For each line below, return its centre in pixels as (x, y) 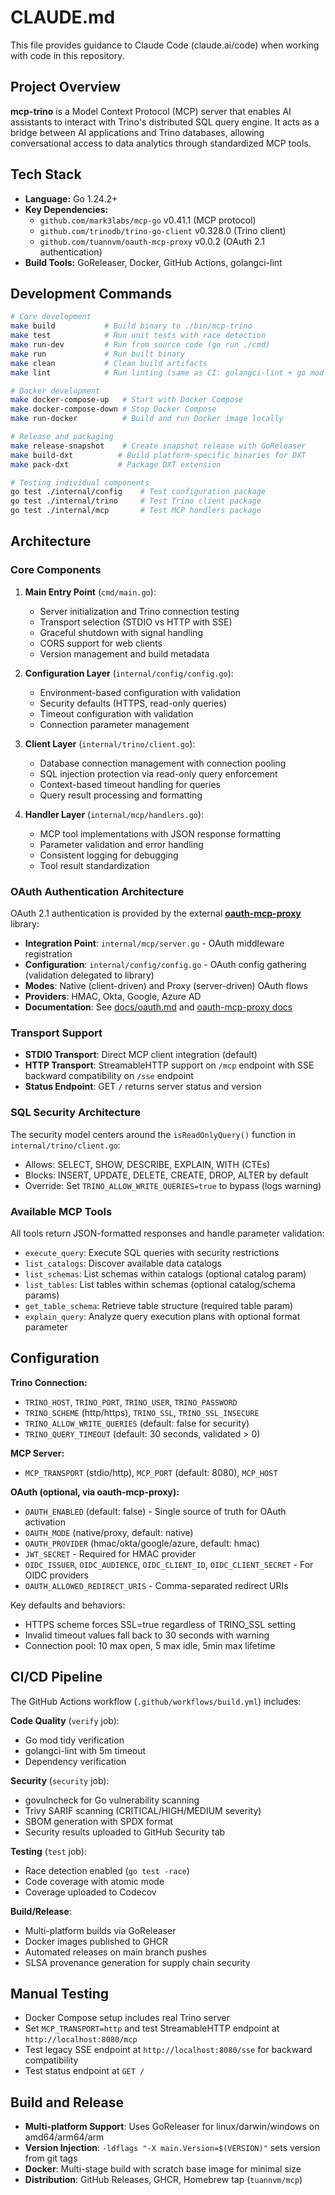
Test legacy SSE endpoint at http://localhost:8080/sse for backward (168, 2050)
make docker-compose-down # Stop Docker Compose (113, 409)
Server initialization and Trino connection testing (139, 611)
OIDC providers (56, 1575)
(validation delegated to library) (89, 975)
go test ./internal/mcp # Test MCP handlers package (136, 511)
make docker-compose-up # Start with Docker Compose (127, 400)
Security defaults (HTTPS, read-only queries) (133, 703)
